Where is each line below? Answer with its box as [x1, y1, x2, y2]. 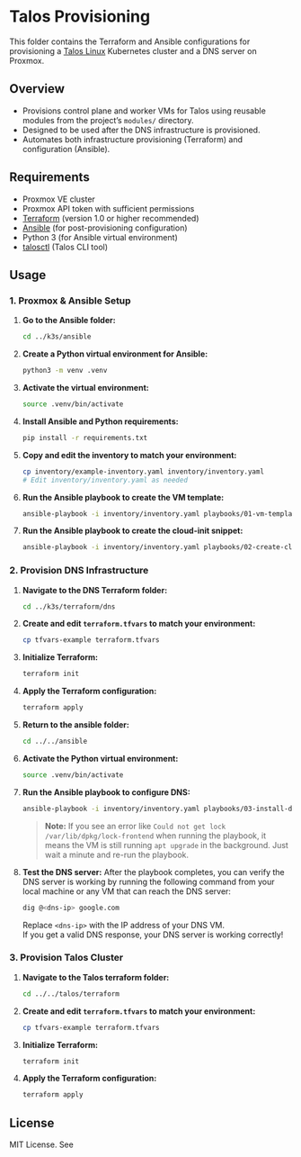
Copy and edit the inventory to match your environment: [22, 449, 237, 460]
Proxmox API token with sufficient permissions [22, 203, 195, 213]
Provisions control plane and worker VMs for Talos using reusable [22, 105, 267, 116]
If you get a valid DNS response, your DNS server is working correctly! [22, 929, 284, 940]
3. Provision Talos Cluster [9, 952, 124, 964]
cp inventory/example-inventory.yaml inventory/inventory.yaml [22, 466, 265, 476]
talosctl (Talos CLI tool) [22, 241, 109, 252]
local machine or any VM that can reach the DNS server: [22, 885, 232, 897]
